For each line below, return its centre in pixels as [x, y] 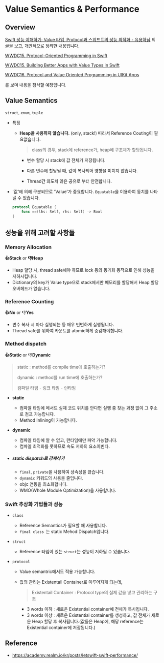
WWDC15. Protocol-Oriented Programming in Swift [56, 56]
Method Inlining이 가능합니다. [48, 420]
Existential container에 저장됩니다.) [61, 627]
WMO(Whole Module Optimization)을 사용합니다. [68, 490]
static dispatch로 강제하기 [38, 458]
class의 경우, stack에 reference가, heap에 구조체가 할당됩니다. [92, 150]
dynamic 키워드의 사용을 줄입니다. [51, 478]
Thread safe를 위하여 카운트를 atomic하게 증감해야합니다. [68, 331]
